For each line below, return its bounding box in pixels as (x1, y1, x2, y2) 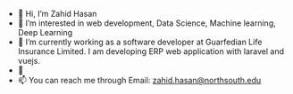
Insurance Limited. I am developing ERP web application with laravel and (17, 46, 284, 57)
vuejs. (17, 56, 40, 66)
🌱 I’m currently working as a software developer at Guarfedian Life (17, 36, 263, 47)
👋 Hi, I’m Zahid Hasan (17, 9, 97, 19)
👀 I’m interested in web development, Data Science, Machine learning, (17, 18, 276, 28)
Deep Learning (17, 27, 73, 37)
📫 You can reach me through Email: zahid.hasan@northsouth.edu (17, 75, 262, 85)
